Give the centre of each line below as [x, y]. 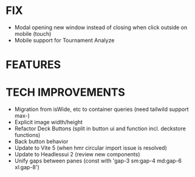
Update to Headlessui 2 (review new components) [77, 155]
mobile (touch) [33, 33]
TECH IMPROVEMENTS [66, 92]
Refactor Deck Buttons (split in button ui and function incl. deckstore [100, 129]
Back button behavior [41, 142]
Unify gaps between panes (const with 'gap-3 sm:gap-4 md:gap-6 [98, 161]
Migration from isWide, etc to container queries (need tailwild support [101, 109]
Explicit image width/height [49, 122]
